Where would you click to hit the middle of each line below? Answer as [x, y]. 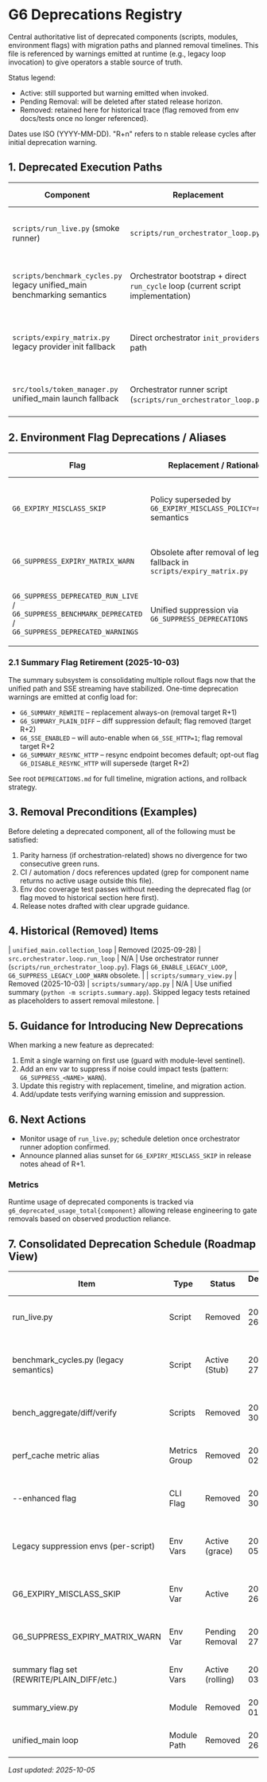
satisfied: [23, 840]
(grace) [219, 1551]
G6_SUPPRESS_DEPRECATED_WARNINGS [75, 632]
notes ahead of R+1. [52, 1164]
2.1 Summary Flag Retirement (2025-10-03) [94, 663]
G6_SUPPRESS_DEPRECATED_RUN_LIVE [75, 596]
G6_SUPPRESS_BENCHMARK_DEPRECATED [77, 614]
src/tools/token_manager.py [65, 389]
